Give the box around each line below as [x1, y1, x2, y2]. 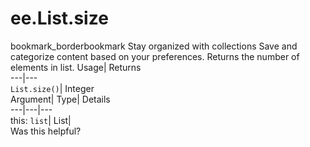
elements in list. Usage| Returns [10, 61, 142, 73]
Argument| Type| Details [10, 93, 111, 105]
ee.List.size [10, 7, 109, 30]
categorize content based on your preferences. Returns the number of [10, 50, 300, 62]
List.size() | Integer [10, 82, 95, 94]
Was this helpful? [10, 125, 82, 137]
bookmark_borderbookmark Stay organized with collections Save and [10, 40, 298, 52]
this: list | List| [10, 114, 72, 126]
